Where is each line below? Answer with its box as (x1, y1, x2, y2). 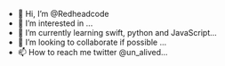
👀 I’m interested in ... (17, 18, 93, 29)
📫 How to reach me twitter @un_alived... (17, 47, 168, 57)
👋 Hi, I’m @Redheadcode (17, 9, 109, 19)
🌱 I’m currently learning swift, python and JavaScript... (17, 28, 218, 37)
